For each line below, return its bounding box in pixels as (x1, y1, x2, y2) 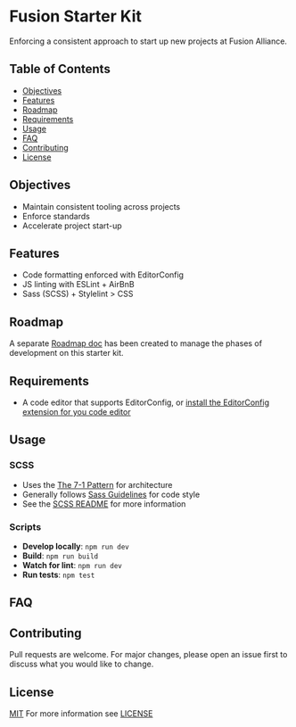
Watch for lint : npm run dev (21, 559, 122, 570)
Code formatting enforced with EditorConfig (21, 269, 185, 280)
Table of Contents (9, 62, 111, 77)
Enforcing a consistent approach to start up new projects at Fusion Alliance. (9, 36, 288, 46)
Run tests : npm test (21, 569, 95, 580)
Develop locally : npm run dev (21, 541, 129, 551)
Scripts (9, 520, 42, 533)
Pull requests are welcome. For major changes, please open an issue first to (9, 649, 288, 660)
